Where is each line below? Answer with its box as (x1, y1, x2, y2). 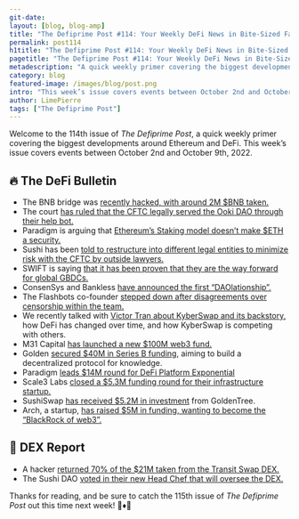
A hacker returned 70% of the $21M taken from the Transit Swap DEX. (21, 464, 280, 474)
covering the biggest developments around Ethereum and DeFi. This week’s (9, 138, 287, 149)
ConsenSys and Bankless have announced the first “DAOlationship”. (21, 282, 271, 293)
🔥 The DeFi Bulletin (9, 173, 117, 188)
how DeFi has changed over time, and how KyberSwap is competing (21, 320, 273, 330)
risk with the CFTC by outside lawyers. (21, 254, 165, 264)
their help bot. (21, 215, 74, 227)
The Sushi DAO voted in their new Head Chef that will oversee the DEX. (21, 473, 284, 483)
